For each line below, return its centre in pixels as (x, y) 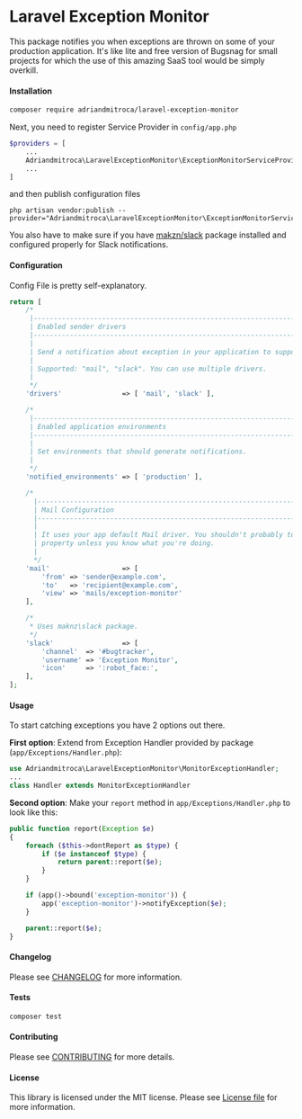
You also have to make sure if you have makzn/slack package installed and (148, 235)
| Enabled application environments (98, 426)
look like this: (34, 812)
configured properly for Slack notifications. (89, 245)
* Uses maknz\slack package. (84, 627)
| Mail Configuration (74, 510)
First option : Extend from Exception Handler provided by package (132, 743)
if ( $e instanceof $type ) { (94, 854)
